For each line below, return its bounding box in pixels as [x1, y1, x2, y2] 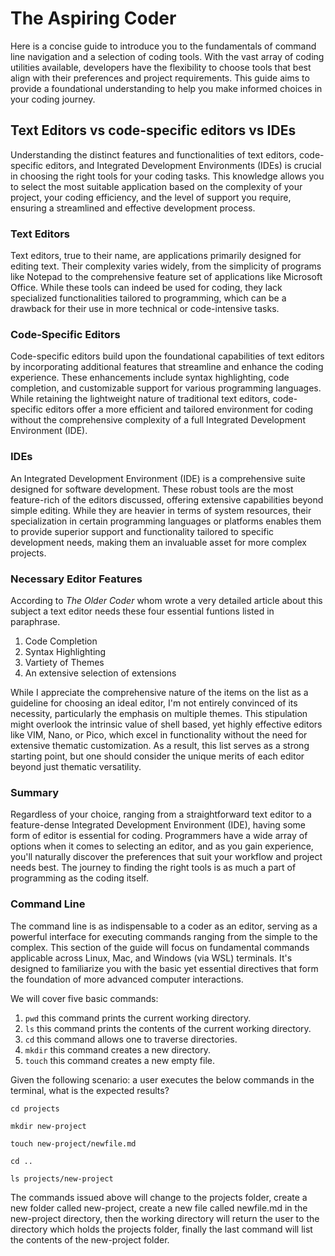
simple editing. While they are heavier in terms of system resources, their [10, 504, 312, 516]
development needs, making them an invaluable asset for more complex [10, 536, 307, 548]
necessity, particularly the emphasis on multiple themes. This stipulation [10, 707, 308, 719]
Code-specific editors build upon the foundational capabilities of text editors [10, 350, 325, 362]
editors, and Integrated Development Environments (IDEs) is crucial [45, 159, 322, 171]
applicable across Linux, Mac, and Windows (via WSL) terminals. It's [10, 952, 293, 964]
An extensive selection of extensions [24, 667, 177, 679]
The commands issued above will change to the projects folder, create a [10, 1191, 308, 1203]
